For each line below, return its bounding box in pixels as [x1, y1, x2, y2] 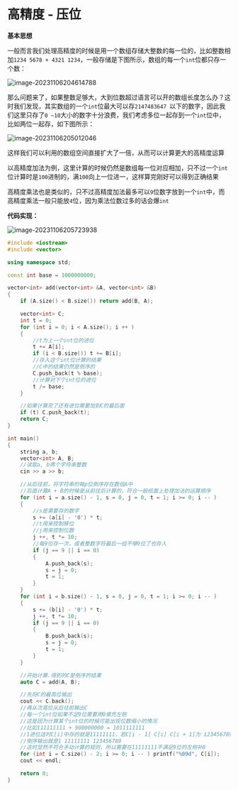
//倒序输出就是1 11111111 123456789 [20, 737, 122, 745]
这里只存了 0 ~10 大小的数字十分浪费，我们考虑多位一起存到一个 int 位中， [13, 111, 225, 119]
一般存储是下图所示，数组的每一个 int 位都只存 [86, 55, 220, 64]
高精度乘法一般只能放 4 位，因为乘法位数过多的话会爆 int [7, 196, 169, 204]
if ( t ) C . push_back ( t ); [20, 409, 91, 416]
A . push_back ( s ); [45, 560, 93, 567]
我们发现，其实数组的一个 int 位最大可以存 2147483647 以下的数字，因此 [13, 102, 220, 110]
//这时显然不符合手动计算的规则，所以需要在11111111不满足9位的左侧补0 [20, 744, 206, 751]
